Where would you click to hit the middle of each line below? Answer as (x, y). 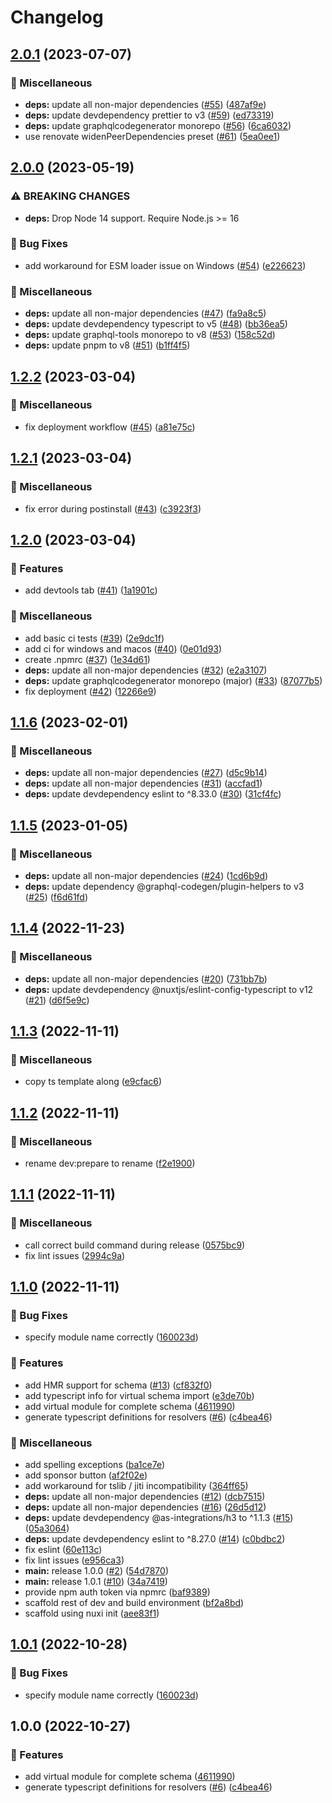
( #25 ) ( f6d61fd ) (56, 897)
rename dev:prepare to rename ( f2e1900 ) (110, 1163)
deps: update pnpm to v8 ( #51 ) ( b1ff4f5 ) (107, 345)
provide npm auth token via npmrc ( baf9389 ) (117, 1592)
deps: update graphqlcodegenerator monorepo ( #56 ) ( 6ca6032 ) (158, 125)
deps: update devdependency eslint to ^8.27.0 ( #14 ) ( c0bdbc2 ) (155, 1538)
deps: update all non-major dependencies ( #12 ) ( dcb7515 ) (145, 1496)
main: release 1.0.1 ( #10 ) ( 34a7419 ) (96, 1581)
